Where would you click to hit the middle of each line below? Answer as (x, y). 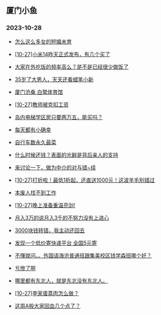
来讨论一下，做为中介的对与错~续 (55, 167)
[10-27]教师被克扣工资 (42, 104)
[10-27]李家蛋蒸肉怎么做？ (47, 293)
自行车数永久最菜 (35, 142)
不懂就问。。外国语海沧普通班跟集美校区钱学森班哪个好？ (83, 255)
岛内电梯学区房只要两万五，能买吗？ (59, 117)
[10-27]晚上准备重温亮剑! (45, 205)
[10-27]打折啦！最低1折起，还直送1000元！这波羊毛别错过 (85, 180)
